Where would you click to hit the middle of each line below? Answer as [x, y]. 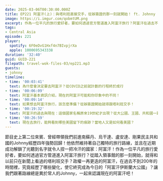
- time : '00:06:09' [25, 91]
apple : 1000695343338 [31, 50]
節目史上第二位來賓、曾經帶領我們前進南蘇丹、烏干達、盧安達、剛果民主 [77, 137]
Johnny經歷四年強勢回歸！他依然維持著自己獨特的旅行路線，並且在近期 [85, 143]
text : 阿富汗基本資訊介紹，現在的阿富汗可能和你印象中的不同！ [65, 95]
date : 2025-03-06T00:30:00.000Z [38, 9]
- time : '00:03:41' [25, 82]
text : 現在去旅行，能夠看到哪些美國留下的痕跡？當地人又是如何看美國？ [72, 122]
